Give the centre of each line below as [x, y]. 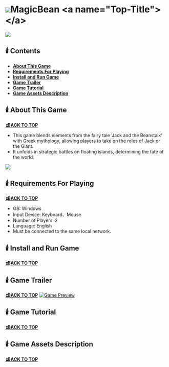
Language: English [32, 226]
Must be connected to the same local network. [62, 231]
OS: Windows [27, 208]
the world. [23, 157]
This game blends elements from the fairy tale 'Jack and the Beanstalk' [88, 135]
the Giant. [23, 146]
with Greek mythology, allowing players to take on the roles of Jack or [86, 141]
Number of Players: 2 [35, 220]
